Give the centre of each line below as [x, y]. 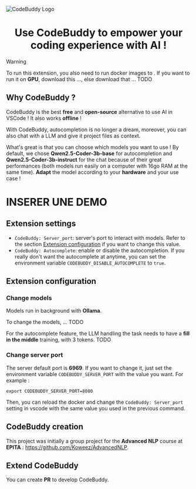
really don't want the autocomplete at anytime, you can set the [90, 256]
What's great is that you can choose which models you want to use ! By [92, 147]
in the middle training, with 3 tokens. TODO [59, 340]
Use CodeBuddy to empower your [99, 33]
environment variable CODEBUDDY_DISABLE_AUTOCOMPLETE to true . [90, 263]
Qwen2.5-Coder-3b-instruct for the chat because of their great [84, 159]
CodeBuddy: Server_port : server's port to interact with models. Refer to [100, 237]
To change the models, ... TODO [45, 322]
